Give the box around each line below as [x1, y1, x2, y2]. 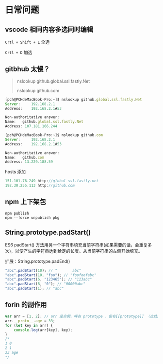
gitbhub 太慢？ [5, 65, 50, 73]
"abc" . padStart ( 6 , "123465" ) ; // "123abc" [5, 277, 92, 282]
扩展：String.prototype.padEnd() [5, 258, 70, 264]
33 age [5, 350, 18, 355]
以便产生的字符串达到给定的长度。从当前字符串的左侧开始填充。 [15, 248, 143, 254]
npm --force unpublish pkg [5, 215, 60, 220]
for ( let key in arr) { [5, 323, 53, 328]
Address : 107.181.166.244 [5, 124, 57, 129]
